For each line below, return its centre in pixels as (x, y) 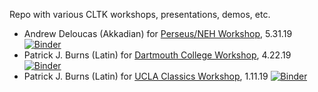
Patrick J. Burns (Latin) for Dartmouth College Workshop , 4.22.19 (157, 55)
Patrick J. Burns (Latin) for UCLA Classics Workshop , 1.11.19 (146, 76)
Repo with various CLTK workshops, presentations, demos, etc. (140, 14)
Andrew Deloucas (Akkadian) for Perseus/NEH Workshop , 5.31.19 (158, 33)
